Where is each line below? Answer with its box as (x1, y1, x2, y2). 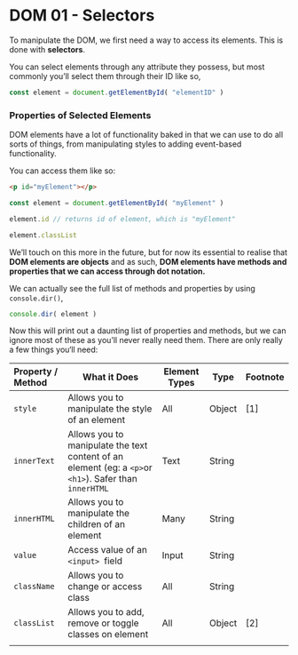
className (13, 581, 55, 592)
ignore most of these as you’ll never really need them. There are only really (9, 335, 284, 346)
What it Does (82, 371, 139, 383)
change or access (67, 580, 143, 593)
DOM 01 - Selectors (9, 5, 155, 26)
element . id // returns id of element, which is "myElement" (9, 214, 237, 223)
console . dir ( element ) (9, 309, 98, 318)
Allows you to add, (67, 606, 145, 619)
